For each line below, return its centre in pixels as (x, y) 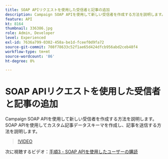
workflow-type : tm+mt (28, 51)
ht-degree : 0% (20, 61)
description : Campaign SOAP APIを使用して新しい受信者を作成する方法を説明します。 (85, 14)
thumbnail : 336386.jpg (29, 28)
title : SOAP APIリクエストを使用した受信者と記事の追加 (58, 10)
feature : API (19, 19)
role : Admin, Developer (30, 33)
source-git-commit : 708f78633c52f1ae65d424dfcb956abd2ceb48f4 (71, 47)
